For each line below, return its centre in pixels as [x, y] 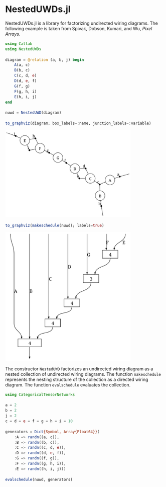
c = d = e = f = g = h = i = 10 [39, 421]
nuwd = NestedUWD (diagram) [33, 113]
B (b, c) [22, 70]
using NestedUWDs [23, 49]
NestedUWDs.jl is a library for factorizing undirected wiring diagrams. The [81, 23]
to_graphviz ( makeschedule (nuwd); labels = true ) [55, 225]
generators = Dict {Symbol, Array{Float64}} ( [52, 432]
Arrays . [13, 34]
